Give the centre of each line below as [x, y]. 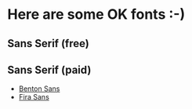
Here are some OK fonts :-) [96, 15]
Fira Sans [34, 97]
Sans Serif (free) [48, 44]
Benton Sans [39, 89]
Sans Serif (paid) [49, 69]
